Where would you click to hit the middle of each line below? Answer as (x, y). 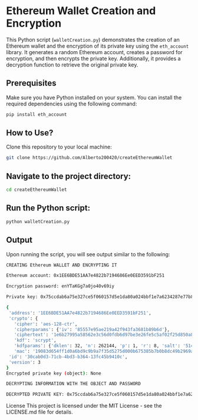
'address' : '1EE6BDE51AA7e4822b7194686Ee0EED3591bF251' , (80, 313)
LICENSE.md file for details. (39, 412)
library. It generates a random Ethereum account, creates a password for (94, 52)
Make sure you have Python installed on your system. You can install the (94, 97)
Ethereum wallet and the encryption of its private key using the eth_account (98, 46)
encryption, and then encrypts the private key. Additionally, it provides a (93, 58)
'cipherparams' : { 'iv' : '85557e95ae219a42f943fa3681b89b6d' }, (92, 329)
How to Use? (30, 133)
